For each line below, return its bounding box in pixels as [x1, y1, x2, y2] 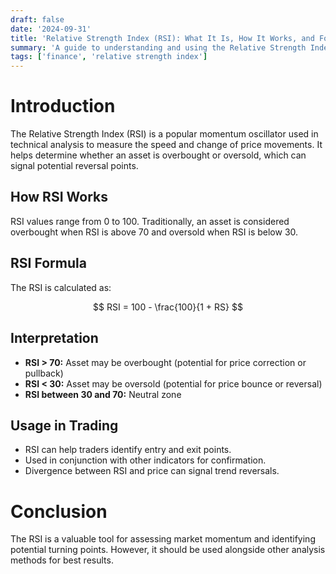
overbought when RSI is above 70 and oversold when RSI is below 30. [10, 226, 299, 238]
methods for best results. [10, 554, 114, 566]
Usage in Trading [10, 417, 119, 434]
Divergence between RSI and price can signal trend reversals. [24, 465, 280, 477]
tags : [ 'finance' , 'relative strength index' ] [10, 52, 208, 62]
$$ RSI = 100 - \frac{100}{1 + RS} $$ [93, 301, 243, 313]
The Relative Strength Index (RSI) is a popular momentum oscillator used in [10, 128, 319, 140]
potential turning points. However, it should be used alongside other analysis [10, 544, 326, 556]
